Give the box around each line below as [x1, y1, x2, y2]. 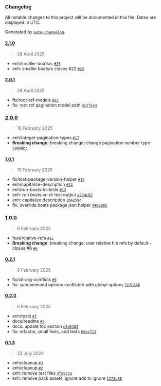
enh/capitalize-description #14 [12, 181, 73, 188]
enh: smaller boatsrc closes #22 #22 [12, 66, 84, 71]
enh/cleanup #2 [12, 365, 43, 371]
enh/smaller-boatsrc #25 [12, 60, 61, 66]
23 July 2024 [17, 351, 44, 356]
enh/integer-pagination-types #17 [12, 135, 79, 140]
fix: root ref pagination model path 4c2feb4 [12, 102, 97, 108]
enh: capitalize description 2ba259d [12, 197, 82, 203]
